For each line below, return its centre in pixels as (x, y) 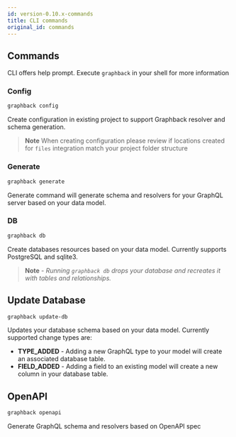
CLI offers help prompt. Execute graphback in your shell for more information (118, 73)
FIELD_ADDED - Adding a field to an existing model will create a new (118, 367)
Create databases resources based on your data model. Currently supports (117, 249)
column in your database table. (63, 374)
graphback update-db (38, 316)
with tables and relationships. (68, 278)
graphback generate (36, 182)
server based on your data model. (57, 202)
